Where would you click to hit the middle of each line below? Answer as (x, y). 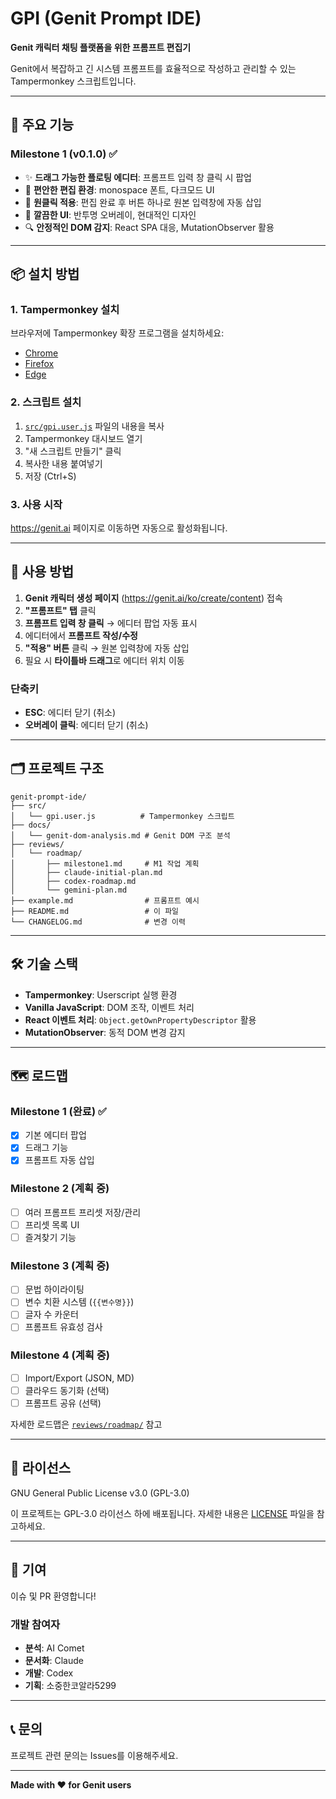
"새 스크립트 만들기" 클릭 (73, 451)
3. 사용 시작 (36, 504)
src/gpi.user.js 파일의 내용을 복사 (94, 426)
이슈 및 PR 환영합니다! (53, 1596)
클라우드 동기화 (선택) (67, 1390)
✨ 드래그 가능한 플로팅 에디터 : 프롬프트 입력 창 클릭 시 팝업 (138, 177)
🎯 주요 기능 (42, 125)
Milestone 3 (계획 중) (60, 1265)
